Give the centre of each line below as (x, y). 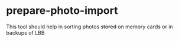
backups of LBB (26, 32)
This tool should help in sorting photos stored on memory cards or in (89, 27)
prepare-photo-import (62, 11)
